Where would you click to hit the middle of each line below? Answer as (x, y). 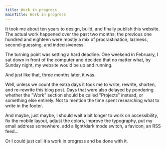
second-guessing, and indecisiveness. (45, 44)
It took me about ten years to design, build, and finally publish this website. (82, 28)
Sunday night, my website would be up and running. (59, 65)
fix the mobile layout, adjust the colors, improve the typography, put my (79, 120)
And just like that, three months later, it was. (50, 74)
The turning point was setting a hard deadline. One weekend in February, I (82, 54)
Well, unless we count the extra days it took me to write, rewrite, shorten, (81, 84)
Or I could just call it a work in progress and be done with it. (67, 141)
